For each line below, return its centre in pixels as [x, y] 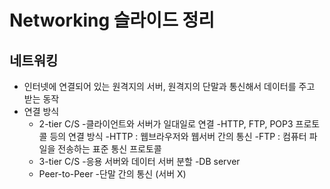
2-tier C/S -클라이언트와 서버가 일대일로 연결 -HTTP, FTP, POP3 [166, 124]
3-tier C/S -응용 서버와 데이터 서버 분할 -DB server [139, 161]
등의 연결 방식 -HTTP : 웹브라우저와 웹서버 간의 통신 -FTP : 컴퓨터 [178, 136]
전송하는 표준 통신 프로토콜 [109, 149]
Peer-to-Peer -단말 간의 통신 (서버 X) [112, 174]
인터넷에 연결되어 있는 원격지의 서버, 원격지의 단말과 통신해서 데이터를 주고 [169, 86]
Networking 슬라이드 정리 [112, 20]
